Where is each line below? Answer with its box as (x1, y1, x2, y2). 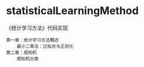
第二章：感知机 (6, 49, 37, 55)
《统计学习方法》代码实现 (6, 24, 68, 31)
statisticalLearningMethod (6, 4, 139, 18)
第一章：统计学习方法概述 (6, 37, 59, 43)
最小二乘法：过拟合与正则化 (16, 43, 74, 49)
